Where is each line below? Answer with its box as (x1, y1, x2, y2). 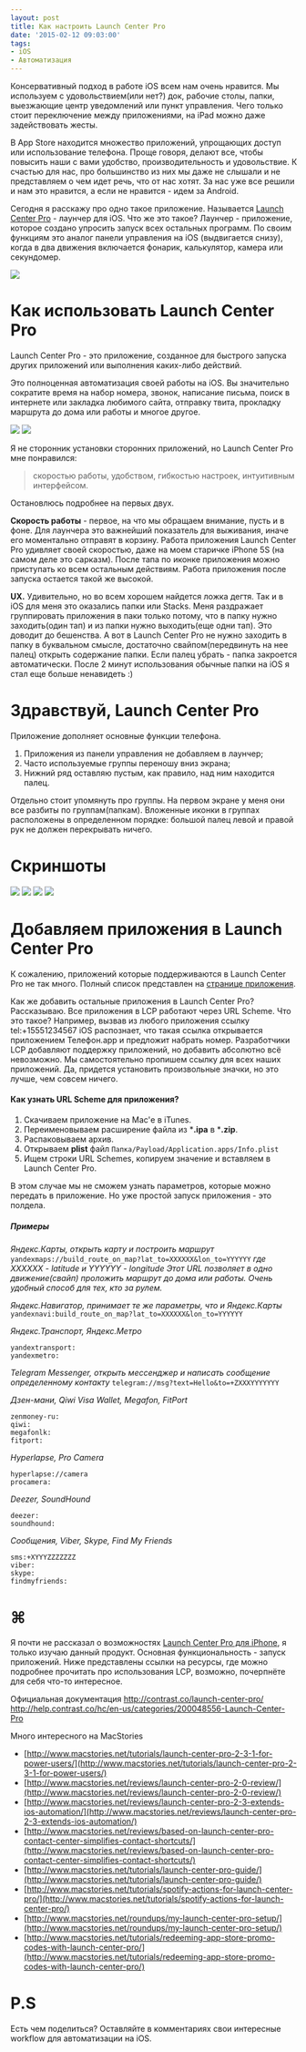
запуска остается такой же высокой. (10, 573, 154, 584)
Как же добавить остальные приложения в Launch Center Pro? (10, 995, 254, 1007)
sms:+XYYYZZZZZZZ (10, 1553, 76, 1562)
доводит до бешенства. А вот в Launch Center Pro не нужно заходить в (10, 630, 288, 641)
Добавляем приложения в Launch (10, 919, 283, 939)
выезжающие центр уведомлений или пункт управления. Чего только (10, 100, 283, 110)
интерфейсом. (32, 479, 89, 490)
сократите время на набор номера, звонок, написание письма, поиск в (10, 386, 291, 397)
